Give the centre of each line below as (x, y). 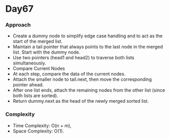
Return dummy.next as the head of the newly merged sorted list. (81, 101)
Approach (18, 25)
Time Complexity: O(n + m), (42, 125)
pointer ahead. (28, 85)
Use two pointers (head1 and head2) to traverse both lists (73, 58)
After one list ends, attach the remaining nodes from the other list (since (89, 90)
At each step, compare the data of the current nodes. (69, 74)
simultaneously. (29, 63)
